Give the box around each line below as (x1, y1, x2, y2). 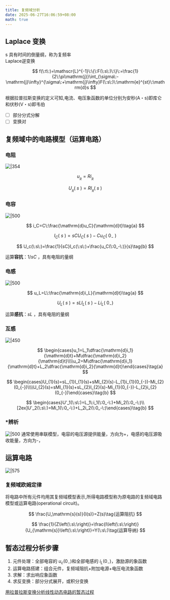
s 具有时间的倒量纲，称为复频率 (5, 51, 72, 58)
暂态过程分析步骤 (5, 543, 59, 552)
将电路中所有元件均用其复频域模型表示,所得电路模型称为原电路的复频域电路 (5, 494, 162, 500)
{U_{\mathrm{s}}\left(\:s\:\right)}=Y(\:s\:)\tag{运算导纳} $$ (25, 527, 146, 533)
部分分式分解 (12, 112, 40, 118)
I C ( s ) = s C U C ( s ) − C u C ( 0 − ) (54, 232, 117, 240)
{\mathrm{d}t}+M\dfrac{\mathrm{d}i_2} (44, 352, 127, 358)
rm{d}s (74, 85, 89, 91)
